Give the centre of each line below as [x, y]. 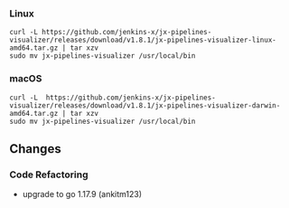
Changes [35, 149]
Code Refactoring [49, 175]
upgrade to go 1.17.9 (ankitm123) [82, 194]
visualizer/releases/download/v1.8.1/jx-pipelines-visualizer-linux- [143, 40]
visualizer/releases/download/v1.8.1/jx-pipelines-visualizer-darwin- [145, 105]
